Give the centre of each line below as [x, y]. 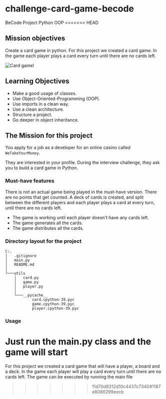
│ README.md [20, 264]
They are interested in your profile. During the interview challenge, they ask [83, 163]
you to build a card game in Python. [42, 168]
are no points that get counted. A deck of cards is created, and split [75, 197]
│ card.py [26, 278]
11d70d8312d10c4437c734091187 [126, 386]
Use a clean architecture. [38, 109]
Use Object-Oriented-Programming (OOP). [56, 99]
